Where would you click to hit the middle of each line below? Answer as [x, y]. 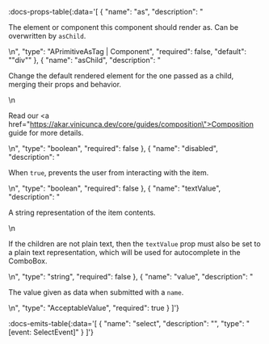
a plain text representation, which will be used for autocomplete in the [124, 252]
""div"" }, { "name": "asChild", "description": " [85, 60]
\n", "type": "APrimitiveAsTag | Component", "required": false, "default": [127, 51]
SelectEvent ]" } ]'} [64, 332]
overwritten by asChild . [47, 36]
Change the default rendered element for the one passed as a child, [121, 76]
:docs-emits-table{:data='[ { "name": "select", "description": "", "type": [126, 323]
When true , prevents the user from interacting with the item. [109, 172]
